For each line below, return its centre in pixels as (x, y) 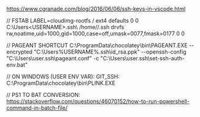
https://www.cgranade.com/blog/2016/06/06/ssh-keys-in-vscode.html (96, 9)
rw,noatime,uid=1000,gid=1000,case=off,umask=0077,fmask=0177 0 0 (96, 34)
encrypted (19, 52)
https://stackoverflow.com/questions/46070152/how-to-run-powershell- (98, 101)
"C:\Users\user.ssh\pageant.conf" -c (53, 58)
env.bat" (17, 65)
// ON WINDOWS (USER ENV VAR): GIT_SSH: (63, 76)
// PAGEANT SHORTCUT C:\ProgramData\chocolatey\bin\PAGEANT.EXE (97, 45)
